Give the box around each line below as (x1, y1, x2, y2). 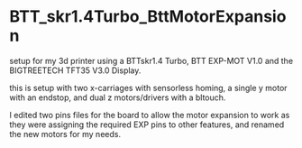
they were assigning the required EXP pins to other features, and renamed (9, 119, 285, 130)
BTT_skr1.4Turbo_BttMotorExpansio (9, 6, 287, 27)
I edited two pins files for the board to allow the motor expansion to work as (9, 109, 290, 120)
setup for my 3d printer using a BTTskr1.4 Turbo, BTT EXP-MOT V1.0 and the (9, 55, 294, 66)
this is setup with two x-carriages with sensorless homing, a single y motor (9, 82, 288, 93)
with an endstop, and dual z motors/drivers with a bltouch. (9, 92, 226, 103)
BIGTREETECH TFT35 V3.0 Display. (9, 65, 142, 76)
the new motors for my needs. (9, 128, 122, 139)
